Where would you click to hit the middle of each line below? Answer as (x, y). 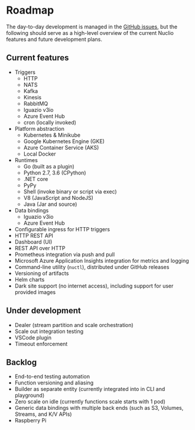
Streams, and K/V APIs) (43, 414)
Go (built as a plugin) (49, 166)
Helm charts (30, 279)
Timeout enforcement (41, 344)
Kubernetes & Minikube (52, 135)
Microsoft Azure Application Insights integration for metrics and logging (102, 260)
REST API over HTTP (40, 248)
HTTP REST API (34, 235)
